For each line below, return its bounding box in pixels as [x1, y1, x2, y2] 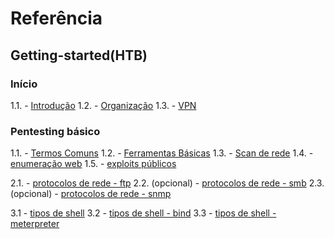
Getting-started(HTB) [10, 47, 148, 64]
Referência [10, 7, 103, 30]
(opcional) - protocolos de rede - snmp [10, 188, 172, 200]
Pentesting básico [10, 124, 101, 138]
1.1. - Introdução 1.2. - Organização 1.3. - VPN [10, 99, 197, 111]
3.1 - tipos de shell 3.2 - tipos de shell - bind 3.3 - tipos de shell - [10, 207, 277, 219]
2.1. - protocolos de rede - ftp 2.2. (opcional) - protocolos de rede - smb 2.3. [10, 177, 325, 189]
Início [10, 77, 38, 91]
